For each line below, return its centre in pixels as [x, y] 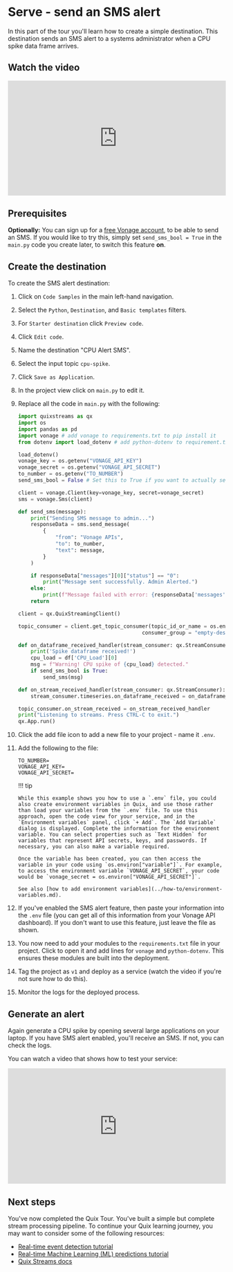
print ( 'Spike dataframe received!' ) [83, 652]
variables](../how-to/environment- [172, 889]
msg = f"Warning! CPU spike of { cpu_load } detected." [110, 664]
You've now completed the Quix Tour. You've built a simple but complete [111, 1219]
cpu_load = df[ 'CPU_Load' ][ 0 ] [74, 658]
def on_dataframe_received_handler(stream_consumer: [95, 645]
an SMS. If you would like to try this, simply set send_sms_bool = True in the [115, 237]
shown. [28, 930]
